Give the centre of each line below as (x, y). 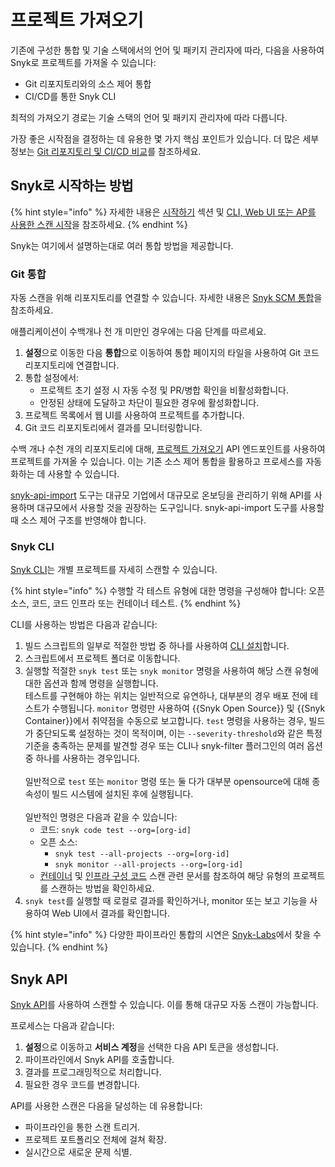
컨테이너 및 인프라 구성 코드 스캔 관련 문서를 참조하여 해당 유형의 (165, 876)
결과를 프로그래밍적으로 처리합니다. (93, 1072)
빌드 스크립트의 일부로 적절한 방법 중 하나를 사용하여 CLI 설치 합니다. (157, 646)
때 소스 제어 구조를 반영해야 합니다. (78, 520)
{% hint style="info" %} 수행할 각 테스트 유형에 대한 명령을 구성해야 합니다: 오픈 (168, 591)
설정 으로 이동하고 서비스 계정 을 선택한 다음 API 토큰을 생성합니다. (151, 1047)
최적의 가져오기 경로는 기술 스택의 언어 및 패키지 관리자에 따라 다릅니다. (149, 117)
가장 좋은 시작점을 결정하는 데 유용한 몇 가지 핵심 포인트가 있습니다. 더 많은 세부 (165, 138)
